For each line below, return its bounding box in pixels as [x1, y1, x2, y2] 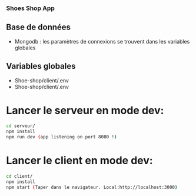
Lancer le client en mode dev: [6, 154, 153, 167]
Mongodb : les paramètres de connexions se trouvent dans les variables [14, 38, 190, 45]
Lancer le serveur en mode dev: [6, 104, 164, 117]
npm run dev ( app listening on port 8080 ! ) [6, 134, 117, 140]
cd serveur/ [6, 123, 35, 129]
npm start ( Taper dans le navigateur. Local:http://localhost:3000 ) [6, 184, 178, 190]
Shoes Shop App [6, 4, 55, 12]
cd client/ [6, 174, 33, 180]
